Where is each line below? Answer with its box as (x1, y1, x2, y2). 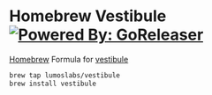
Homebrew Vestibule (9, 6, 167, 26)
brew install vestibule (9, 79, 97, 88)
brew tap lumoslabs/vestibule (9, 70, 121, 80)
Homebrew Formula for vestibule (9, 54, 129, 64)
